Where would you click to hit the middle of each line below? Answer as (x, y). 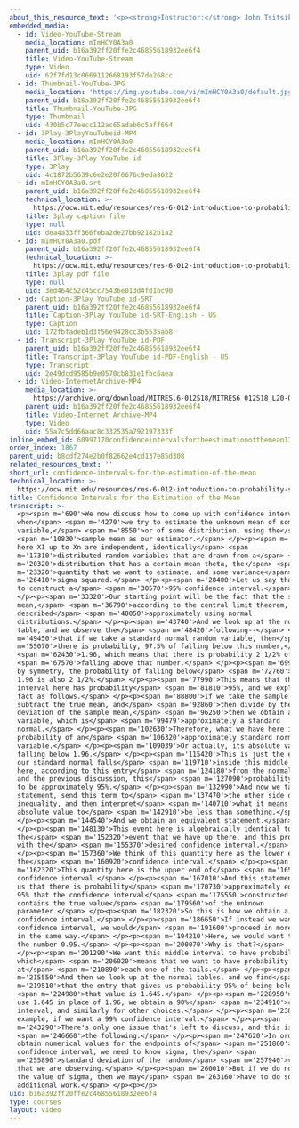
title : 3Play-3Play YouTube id (83, 158)
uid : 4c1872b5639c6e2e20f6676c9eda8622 (99, 174)
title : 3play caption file (75, 216)
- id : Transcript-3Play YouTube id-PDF (91, 340)
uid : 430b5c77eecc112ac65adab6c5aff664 (99, 126)
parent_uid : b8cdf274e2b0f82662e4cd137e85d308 (97, 456)
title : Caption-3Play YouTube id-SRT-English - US (121, 316)
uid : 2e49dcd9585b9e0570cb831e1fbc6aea (99, 373)
